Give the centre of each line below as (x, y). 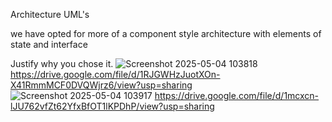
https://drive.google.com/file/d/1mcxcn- (237, 95)
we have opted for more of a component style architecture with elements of (166, 33)
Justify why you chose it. (62, 63)
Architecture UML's (50, 14)
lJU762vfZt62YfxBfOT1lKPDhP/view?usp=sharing (112, 106)
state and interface (49, 44)
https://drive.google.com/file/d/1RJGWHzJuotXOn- (115, 74)
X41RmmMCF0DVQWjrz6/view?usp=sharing (101, 85)
